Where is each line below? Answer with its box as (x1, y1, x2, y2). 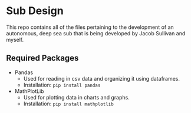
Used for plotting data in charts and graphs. (23, 94, 130, 101)
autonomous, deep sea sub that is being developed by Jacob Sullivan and (6, 29, 186, 36)
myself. (6, 36, 24, 43)
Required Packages (6, 53, 79, 63)
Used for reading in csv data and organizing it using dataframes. (23, 75, 180, 82)
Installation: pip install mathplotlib (23, 100, 114, 107)
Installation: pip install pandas (23, 81, 101, 88)
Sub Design (6, 4, 64, 18)
